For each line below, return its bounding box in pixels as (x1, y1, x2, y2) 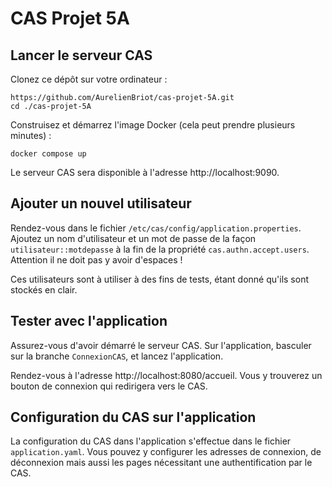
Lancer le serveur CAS (10, 47, 153, 64)
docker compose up (10, 149, 87, 159)
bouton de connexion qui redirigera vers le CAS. (10, 380, 208, 392)
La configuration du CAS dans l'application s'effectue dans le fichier (10, 435, 292, 447)
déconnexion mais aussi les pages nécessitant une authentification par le (10, 457, 313, 469)
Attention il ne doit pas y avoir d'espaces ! (10, 253, 183, 266)
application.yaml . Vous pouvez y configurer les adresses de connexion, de (10, 446, 322, 458)
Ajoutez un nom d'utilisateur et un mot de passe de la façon (10, 232, 257, 244)
